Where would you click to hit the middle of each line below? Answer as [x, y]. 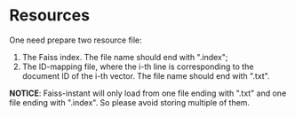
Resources [50, 16]
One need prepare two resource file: [76, 40]
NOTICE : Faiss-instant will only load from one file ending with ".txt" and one [148, 93]
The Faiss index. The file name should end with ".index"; [125, 57]
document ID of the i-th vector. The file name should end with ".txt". [146, 75]
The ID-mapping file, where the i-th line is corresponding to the [138, 66]
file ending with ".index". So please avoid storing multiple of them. [130, 102]
